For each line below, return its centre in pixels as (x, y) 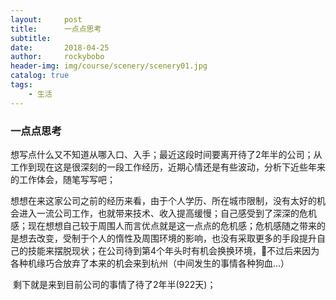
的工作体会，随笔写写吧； (63, 179)
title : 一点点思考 (56, 29)
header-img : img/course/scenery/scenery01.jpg (109, 66)
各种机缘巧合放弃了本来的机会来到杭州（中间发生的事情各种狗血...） (150, 263)
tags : (21, 85)
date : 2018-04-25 (60, 47)
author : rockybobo (57, 57)
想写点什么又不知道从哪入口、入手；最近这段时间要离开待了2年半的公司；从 (166, 154)
